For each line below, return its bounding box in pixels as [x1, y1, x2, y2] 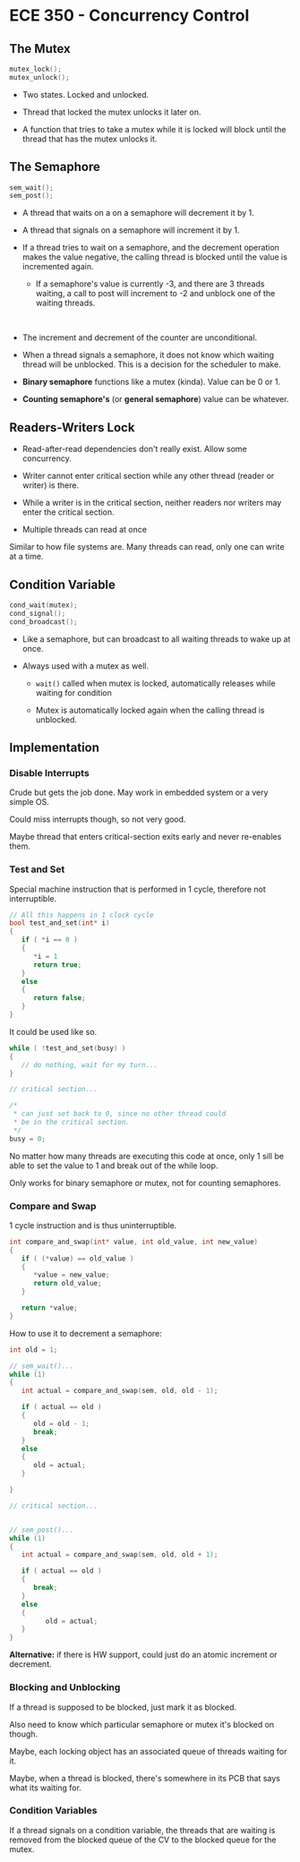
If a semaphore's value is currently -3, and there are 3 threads [35, 278, 265, 289]
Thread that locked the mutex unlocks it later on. [21, 107, 201, 117]
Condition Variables [9, 1805, 98, 1817]
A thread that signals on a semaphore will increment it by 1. [21, 225, 240, 235]
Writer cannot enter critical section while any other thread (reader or [21, 471, 275, 482]
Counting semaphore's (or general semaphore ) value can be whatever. [21, 394, 289, 405]
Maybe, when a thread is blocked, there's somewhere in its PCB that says [9, 1772, 280, 1783]
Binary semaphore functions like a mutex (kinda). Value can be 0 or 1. [21, 377, 280, 388]
